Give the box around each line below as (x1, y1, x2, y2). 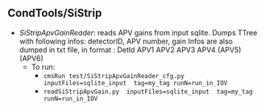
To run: (31, 62, 56, 72)
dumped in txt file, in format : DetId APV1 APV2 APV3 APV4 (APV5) (19, 44, 242, 55)
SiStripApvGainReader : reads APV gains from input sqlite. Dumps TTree (19, 27, 258, 37)
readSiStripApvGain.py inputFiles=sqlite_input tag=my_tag (43, 88, 253, 96)
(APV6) (19, 53, 43, 63)
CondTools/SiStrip (7, 6, 102, 20)
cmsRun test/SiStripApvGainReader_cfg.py (43, 72, 184, 80)
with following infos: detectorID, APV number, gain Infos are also (19, 36, 233, 46)
